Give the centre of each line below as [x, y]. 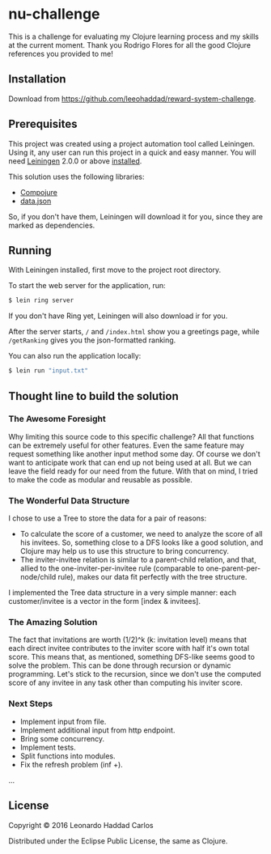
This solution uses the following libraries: [76, 176]
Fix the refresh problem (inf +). [71, 764]
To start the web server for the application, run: [87, 286]
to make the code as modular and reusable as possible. [100, 479]
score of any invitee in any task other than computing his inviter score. [125, 683]
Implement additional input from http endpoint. [97, 730]
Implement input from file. [63, 721]
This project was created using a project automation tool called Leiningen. [131, 143]
